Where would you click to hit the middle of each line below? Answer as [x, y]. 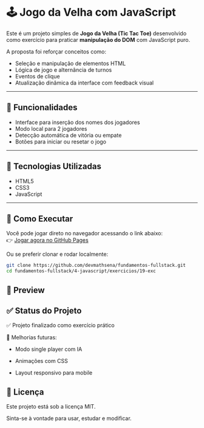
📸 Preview [25, 290]
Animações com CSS [41, 361]
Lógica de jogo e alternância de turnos [63, 70]
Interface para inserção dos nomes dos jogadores [77, 122]
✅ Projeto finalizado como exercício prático [61, 325]
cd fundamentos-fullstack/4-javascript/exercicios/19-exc [81, 271]
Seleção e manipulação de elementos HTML [70, 63]
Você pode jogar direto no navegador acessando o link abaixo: [84, 233]
